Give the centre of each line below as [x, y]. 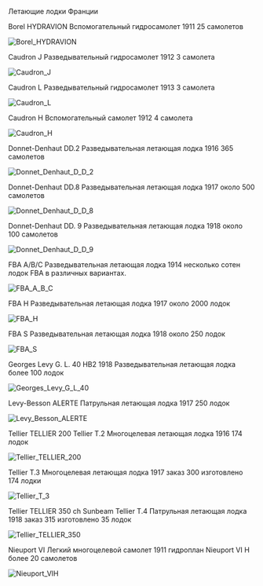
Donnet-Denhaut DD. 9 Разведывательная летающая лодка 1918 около [126, 226]
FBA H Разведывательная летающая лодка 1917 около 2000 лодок [119, 303]
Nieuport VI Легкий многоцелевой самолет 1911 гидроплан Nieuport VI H [129, 550]
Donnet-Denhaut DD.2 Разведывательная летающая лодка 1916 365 [121, 148]
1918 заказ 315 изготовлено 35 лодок [70, 519]
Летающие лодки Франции [53, 11]
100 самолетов [33, 234]
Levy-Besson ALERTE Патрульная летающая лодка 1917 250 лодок [119, 403]
